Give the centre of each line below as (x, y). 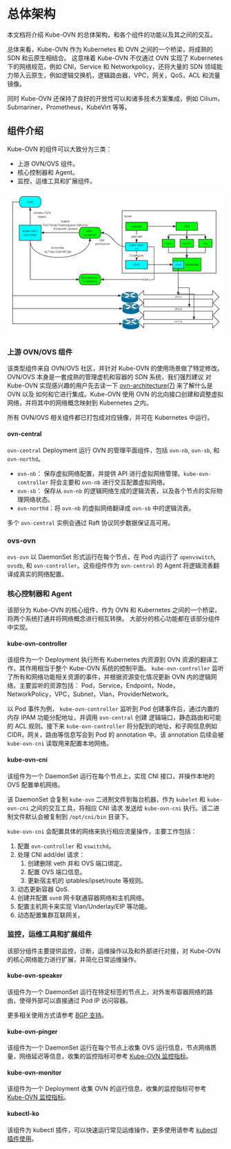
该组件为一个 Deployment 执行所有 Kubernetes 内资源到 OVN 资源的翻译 (110, 659)
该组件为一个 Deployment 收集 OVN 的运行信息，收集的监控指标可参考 (107, 1089)
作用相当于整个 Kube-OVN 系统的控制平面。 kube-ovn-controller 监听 (124, 668)
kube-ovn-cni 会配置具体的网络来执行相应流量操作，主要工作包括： (102, 831)
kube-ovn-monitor (34, 1072)
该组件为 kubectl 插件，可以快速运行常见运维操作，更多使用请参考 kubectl (112, 1130)
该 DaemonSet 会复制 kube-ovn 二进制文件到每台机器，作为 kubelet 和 (106, 799)
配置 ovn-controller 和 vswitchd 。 (66, 846)
